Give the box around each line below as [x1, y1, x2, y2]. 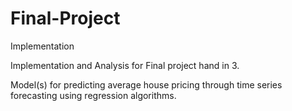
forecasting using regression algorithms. [10, 89, 177, 101]
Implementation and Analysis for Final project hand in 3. [10, 59, 240, 71]
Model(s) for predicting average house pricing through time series [10, 78, 283, 91]
